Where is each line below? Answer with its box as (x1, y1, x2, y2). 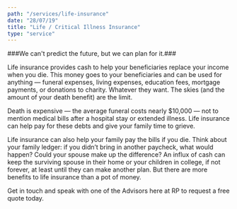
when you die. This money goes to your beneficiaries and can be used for (7, 71, 223, 79)
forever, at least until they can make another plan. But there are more (7, 165, 208, 174)
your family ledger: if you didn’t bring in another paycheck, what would (7, 143, 214, 152)
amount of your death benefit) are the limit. (7, 93, 133, 102)
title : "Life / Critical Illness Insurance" (7, 23, 141, 30)
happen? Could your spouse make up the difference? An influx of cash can (7, 150, 226, 159)
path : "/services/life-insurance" (7, 10, 110, 18)
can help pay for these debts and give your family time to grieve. (7, 121, 196, 131)
